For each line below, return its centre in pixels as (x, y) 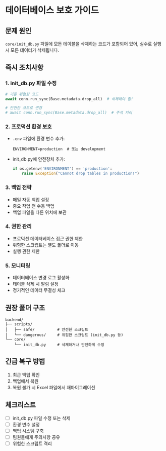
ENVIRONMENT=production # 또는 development (59, 149)
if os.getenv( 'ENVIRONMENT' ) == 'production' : (62, 169)
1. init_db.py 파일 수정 (31, 83)
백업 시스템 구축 (28, 431)
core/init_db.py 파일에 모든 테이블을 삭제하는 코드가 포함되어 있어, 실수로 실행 (83, 44)
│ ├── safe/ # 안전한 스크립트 (47, 329)
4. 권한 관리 (18, 227)
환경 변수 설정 (26, 424)
